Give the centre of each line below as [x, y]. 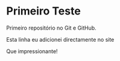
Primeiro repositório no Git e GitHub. [51, 28]
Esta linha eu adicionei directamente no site [60, 39]
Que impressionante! [32, 51]
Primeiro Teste [44, 11]
